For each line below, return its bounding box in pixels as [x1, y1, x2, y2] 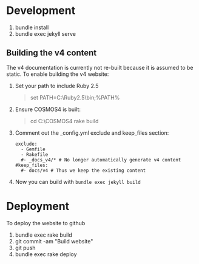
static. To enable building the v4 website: [6, 70, 109, 78]
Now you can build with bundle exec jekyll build [15, 178, 141, 185]
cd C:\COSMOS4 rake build [30, 117, 99, 124]
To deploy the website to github [6, 219, 86, 226]
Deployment [6, 199, 70, 213]
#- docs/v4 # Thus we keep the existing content [21, 168, 146, 174]
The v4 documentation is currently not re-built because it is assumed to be [6, 64, 194, 71]
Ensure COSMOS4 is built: [15, 106, 81, 113]
